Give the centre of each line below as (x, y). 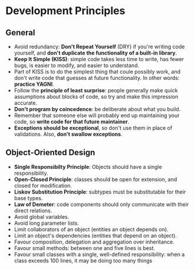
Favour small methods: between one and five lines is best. (85, 248)
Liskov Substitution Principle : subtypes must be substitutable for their (100, 192)
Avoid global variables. (42, 216)
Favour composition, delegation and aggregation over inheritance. (94, 242)
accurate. (26, 103)
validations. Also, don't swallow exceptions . (68, 134)
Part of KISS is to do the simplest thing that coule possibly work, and (97, 71)
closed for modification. (43, 185)
